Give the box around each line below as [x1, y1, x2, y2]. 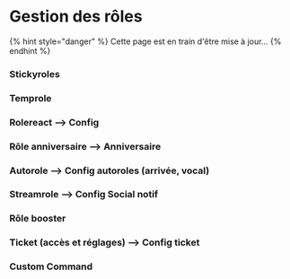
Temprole [9, 92, 52, 104]
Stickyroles [9, 67, 60, 80]
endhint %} [9, 45, 51, 56]
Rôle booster [9, 213, 66, 225]
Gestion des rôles [9, 6, 143, 27]
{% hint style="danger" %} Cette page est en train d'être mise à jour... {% [9, 36, 282, 47]
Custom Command [9, 260, 93, 273]
